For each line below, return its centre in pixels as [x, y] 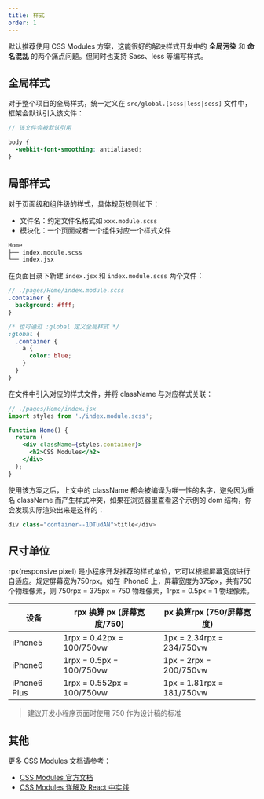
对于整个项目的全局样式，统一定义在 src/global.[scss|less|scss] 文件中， [130, 104]
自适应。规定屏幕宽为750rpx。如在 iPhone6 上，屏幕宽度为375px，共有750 [130, 581]
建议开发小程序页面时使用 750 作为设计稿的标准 [104, 713]
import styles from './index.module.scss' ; [81, 416]
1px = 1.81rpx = [193, 683]
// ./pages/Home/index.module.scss [66, 291]
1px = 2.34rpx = [193, 638]
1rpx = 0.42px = [93, 638]
